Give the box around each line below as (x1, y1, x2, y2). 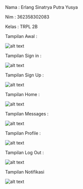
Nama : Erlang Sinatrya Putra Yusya (5, 4, 78, 10)
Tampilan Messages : (5, 111, 49, 116)
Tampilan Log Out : (5, 149, 44, 155)
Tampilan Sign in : (5, 52, 42, 58)
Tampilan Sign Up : (5, 72, 44, 78)
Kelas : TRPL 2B (5, 23, 38, 29)
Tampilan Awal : (5, 33, 37, 39)
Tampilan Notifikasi (5, 169, 45, 174)
